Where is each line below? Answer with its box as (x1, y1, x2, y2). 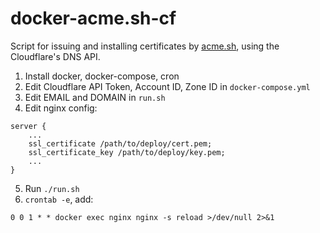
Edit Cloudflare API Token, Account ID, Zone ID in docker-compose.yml (24, 80, 311, 92)
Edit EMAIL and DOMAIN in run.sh (24, 91, 166, 103)
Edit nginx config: (24, 102, 98, 114)
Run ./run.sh (24, 182, 80, 194)
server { (10, 121, 47, 131)
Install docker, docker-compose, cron (24, 70, 180, 82)
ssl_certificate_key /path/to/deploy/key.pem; (28, 147, 226, 157)
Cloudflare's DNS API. (10, 50, 101, 62)
